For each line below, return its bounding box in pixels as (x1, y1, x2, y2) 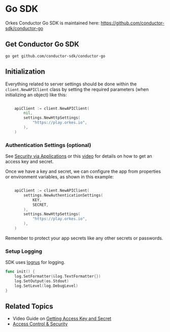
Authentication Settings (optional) (5, 141, 91, 148)
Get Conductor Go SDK (5, 40, 80, 49)
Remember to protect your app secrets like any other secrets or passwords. (5, 235, 163, 241)
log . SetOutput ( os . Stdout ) (14, 279, 70, 284)
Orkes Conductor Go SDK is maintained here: (5, 20, 100, 26)
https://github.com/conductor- (100, 20, 165, 26)
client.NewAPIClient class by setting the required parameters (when (5, 86, 149, 92)
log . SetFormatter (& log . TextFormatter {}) (14, 274, 101, 279)
